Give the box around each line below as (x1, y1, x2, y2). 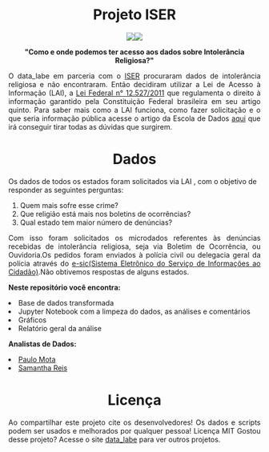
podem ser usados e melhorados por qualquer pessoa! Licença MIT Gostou (8, 426, 261, 435)
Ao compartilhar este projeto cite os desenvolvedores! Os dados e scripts (8, 418, 261, 427)
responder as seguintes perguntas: (8, 185, 124, 194)
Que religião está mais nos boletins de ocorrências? (19, 209, 191, 218)
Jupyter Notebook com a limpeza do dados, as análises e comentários (18, 306, 251, 316)
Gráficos (18, 314, 46, 325)
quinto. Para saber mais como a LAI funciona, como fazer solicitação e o (8, 105, 261, 114)
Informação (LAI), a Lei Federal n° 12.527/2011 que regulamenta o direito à (8, 88, 261, 98)
